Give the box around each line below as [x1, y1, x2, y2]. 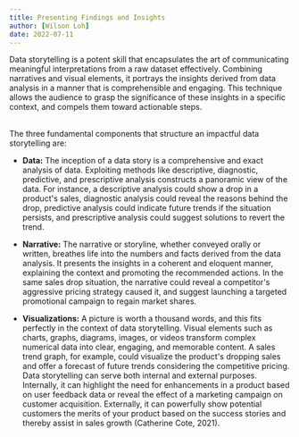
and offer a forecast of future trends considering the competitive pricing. [21, 361, 290, 372]
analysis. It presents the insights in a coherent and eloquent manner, [21, 258, 274, 269]
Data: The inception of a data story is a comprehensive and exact [21, 155, 263, 166]
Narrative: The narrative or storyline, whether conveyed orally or [21, 239, 262, 250]
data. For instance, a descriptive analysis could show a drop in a [21, 184, 259, 195]
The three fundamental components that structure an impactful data [9, 129, 260, 139]
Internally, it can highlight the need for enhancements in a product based [21, 380, 290, 391]
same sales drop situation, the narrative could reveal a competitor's [21, 277, 270, 288]
